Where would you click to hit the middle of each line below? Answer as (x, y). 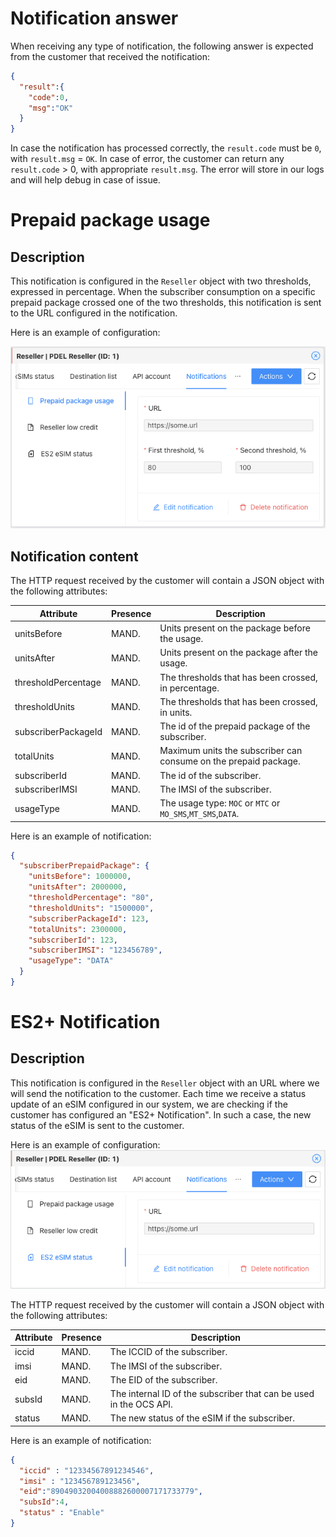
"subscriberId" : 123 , (73, 940)
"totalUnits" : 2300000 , (78, 929)
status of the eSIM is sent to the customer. (97, 1125)
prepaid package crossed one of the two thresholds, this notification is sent (166, 303)
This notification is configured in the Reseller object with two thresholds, (161, 281)
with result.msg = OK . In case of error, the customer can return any (147, 159)
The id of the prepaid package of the (235, 726)
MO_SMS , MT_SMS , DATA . (199, 813)
